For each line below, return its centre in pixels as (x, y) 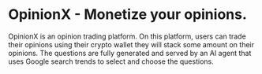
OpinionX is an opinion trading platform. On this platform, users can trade (127, 36)
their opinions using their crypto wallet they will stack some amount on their (131, 44)
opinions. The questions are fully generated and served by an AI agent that (130, 53)
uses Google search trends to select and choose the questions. (111, 61)
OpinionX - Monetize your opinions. (127, 15)
